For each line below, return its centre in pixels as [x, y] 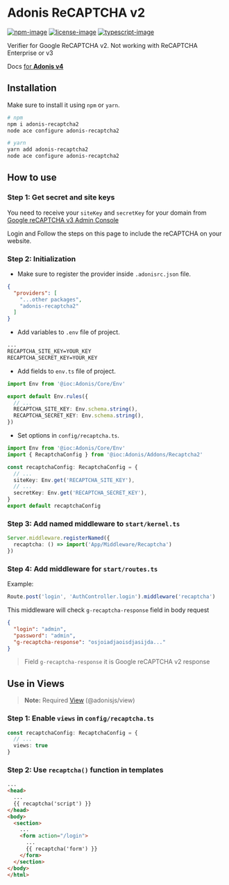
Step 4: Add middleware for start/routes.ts [83, 569]
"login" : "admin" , [40, 629]
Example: [20, 584]
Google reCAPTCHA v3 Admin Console [63, 220]
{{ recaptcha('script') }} [52, 804]
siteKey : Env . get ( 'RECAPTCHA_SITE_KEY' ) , [74, 480]
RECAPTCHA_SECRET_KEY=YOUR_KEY [52, 358]
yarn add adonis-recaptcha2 [48, 150]
